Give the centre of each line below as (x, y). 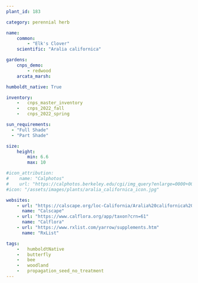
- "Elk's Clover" (48, 44)
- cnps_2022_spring (43, 114)
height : (26, 152)
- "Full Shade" (30, 130)
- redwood (39, 71)
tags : (13, 244)
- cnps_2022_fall (41, 109)
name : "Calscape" (43, 211)
